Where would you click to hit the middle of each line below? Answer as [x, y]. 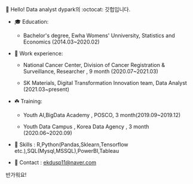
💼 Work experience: [39, 53]
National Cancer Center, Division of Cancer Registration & [94, 65]
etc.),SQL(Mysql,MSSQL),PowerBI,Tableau [67, 151]
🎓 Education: [31, 22]
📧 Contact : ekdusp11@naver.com [55, 162]
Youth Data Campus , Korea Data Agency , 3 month [86, 127]
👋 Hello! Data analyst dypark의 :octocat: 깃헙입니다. [68, 9]
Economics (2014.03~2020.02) [61, 42]
